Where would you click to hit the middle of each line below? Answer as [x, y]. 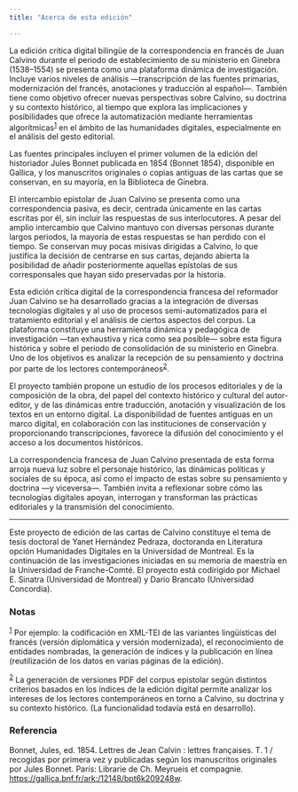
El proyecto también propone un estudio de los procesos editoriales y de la [146, 386]
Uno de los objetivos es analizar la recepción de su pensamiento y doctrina [146, 358]
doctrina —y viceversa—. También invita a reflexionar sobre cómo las [136, 488]
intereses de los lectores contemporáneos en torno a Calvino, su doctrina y [147, 698]
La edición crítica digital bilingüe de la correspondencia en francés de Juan [147, 51]
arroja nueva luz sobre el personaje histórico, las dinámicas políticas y [137, 469]
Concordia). [31, 588]
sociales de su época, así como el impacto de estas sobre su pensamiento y [149, 478]
